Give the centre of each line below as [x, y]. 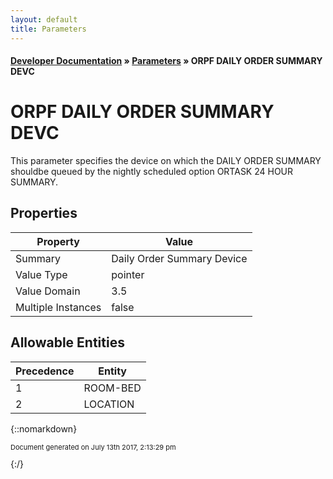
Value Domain [48, 291]
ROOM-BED [112, 388]
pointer [128, 274]
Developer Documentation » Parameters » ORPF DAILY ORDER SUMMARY [166, 61]
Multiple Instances [58, 307]
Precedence [45, 371]
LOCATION [109, 404]
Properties [44, 213]
